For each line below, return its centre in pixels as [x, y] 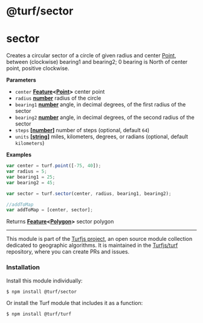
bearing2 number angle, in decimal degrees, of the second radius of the [105, 117]
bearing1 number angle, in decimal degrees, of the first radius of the [100, 104]
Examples [19, 155]
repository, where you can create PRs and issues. [68, 252]
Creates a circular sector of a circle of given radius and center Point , [91, 56]
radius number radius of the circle [58, 98]
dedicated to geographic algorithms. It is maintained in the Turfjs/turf [92, 245]
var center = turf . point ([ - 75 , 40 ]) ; [54, 166]
